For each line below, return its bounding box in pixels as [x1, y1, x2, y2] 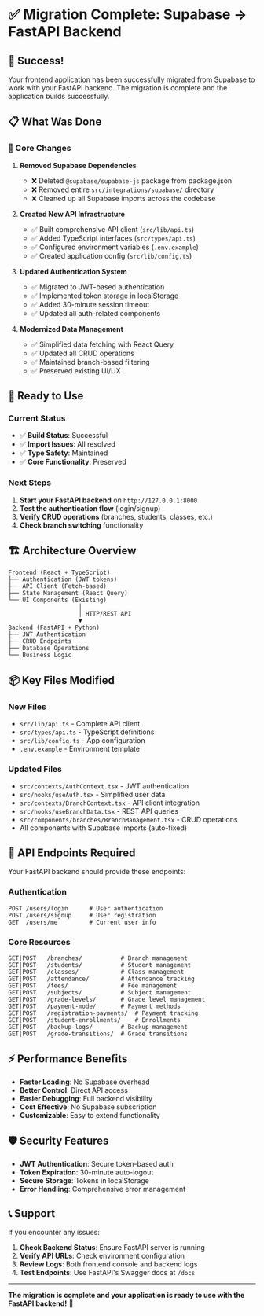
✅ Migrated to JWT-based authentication [31, 281, 165, 292]
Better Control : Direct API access [19, 1085, 128, 1094]
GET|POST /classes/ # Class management [8, 968, 185, 976]
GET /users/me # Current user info [8, 918, 156, 926]
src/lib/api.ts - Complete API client [19, 719, 140, 729]
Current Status [8, 413, 66, 424]
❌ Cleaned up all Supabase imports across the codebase [31, 193, 216, 203]
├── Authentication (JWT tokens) [8, 575, 118, 583]
